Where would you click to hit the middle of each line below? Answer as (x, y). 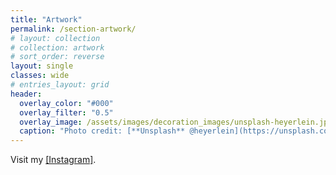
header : (26, 94)
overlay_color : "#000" (66, 103)
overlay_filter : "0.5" (66, 112)
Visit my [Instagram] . (53, 160)
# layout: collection (55, 38)
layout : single (42, 66)
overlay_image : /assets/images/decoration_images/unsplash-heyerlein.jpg (176, 122)
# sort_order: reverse (57, 57)
